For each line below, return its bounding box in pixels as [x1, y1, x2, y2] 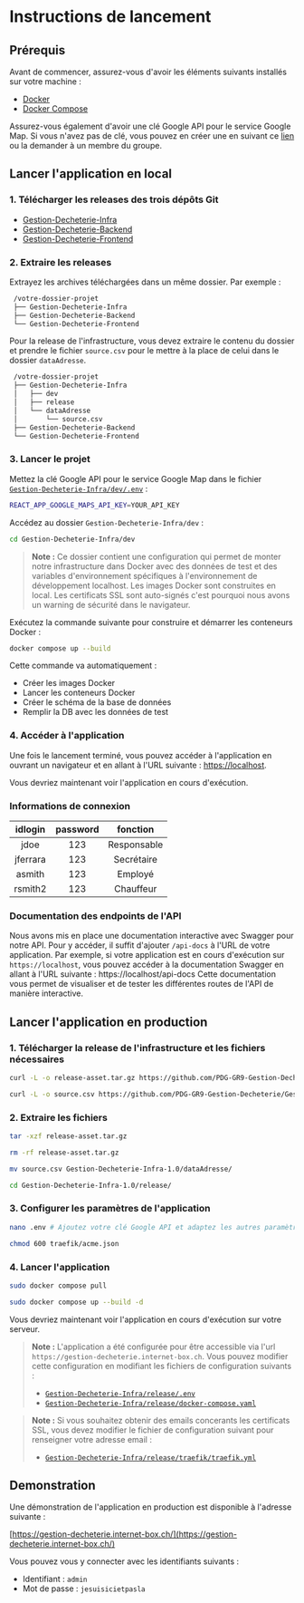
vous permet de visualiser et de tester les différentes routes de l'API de [9, 979, 274, 990]
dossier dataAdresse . [9, 355, 87, 366]
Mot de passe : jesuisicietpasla [22, 1583, 146, 1594]
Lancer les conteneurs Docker [22, 687, 136, 699]
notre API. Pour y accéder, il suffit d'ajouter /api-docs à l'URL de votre [9, 940, 271, 951]
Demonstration [9, 1478, 97, 1493]
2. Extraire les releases [9, 256, 112, 268]
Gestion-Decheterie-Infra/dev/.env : [9, 483, 148, 494]
